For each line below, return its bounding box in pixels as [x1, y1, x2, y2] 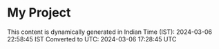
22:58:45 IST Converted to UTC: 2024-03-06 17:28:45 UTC [7, 35, 177, 43]
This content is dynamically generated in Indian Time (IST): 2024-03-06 [7, 28, 213, 36]
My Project [7, 5, 71, 21]
